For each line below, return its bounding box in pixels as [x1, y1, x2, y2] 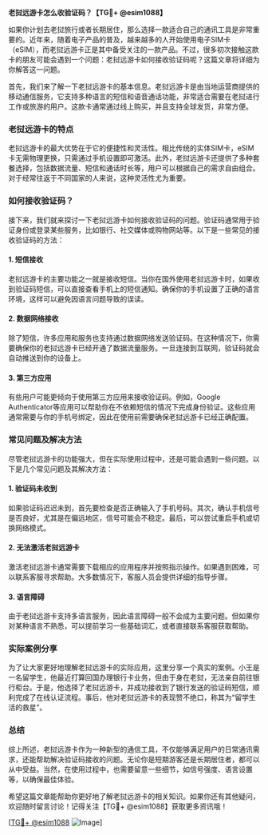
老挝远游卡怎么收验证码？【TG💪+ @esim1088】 [8, 8, 167, 17]
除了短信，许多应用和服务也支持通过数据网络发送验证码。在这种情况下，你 [8, 334, 253, 342]
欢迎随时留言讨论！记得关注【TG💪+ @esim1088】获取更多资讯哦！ [8, 801, 228, 811]
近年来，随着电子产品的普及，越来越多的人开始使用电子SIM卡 [29, 35, 231, 44]
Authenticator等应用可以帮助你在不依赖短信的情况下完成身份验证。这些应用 [8, 402, 256, 412]
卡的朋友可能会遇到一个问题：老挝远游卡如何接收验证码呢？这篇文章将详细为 [8, 55, 260, 64]
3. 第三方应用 [8, 373, 52, 382]
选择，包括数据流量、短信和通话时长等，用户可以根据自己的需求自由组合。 [14, 163, 260, 173]
